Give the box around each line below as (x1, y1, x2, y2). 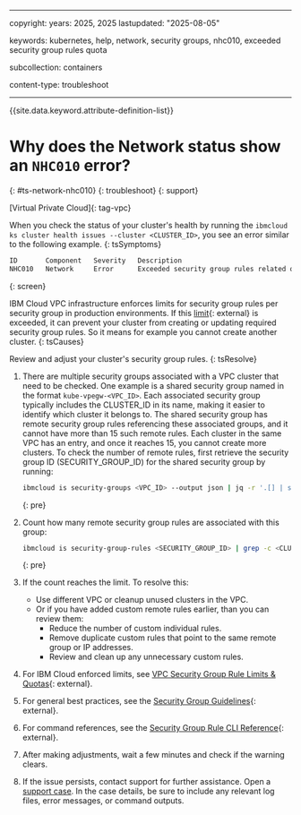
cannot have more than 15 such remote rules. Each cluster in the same (21, 427, 282, 439)
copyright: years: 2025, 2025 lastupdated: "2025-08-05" (9, 18, 220, 28)
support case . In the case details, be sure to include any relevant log (21, 785, 275, 797)
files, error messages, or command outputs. (21, 795, 185, 806)
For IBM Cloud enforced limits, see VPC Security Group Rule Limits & (21, 669, 276, 680)
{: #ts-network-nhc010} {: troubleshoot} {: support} (9, 184, 199, 195)
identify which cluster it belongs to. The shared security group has (21, 408, 269, 419)
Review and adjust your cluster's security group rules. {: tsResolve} (9, 353, 257, 364)
